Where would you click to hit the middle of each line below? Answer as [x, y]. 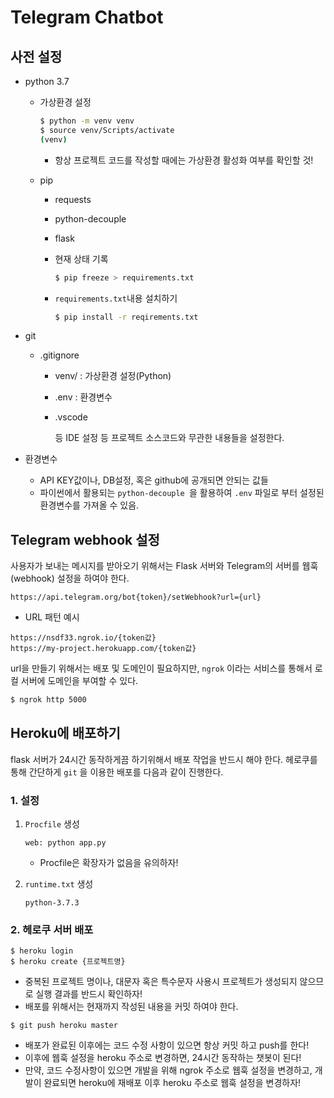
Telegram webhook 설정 [85, 539]
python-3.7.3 [52, 903]
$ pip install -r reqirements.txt [126, 317]
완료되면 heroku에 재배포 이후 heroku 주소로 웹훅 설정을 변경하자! [172, 1083]
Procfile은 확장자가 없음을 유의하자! [109, 863]
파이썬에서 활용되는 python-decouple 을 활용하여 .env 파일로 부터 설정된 [182, 493]
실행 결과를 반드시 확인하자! [89, 994]
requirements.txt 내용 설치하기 [116, 298]
